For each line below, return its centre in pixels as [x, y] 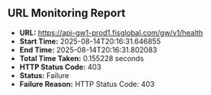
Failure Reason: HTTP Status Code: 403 [87, 84]
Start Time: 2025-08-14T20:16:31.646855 [90, 41]
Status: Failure [44, 75]
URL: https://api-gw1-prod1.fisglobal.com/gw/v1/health [111, 32]
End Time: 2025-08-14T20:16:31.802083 [88, 50]
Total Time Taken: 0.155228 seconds [82, 58]
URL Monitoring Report [67, 13]
